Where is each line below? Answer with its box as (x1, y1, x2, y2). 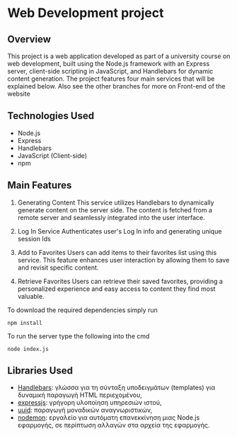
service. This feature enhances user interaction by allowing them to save (17, 256, 230, 264)
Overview (7, 33, 52, 45)
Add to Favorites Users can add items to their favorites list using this (17, 248, 217, 256)
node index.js (7, 345, 50, 352)
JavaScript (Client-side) (17, 151, 87, 160)
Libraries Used (7, 365, 73, 377)
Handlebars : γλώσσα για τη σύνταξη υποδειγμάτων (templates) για (17, 384, 216, 392)
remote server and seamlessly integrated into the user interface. (17, 213, 205, 222)
